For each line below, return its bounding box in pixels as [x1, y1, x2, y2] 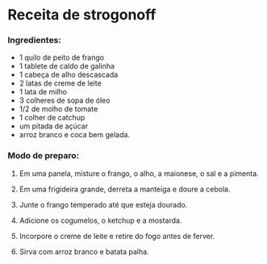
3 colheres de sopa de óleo [19, 95, 111, 106]
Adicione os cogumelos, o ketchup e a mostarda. [19, 216, 182, 225]
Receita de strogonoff [7, 6, 156, 24]
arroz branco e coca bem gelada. [19, 130, 131, 140]
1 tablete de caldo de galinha [19, 61, 115, 71]
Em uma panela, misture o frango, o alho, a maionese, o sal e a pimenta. [19, 168, 259, 178]
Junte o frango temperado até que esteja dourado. [19, 199, 188, 209]
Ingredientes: [7, 35, 62, 46]
